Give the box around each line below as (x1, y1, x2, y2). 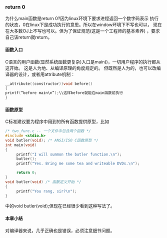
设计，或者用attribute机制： (18, 71, 75, 77)
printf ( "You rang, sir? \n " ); (16, 188, 77, 193)
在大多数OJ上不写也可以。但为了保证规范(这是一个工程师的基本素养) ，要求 (5, 28, 160, 34)
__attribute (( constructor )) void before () (5, 81, 93, 86)
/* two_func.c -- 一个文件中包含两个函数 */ (5, 128, 91, 133)
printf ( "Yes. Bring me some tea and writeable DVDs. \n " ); (16, 161, 140, 166)
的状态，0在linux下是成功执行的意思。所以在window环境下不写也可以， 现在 (5, 21, 162, 28)
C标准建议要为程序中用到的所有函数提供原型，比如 (5, 118, 109, 124)
